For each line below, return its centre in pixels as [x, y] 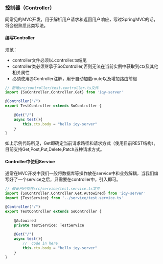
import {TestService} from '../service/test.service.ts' [64, 198]
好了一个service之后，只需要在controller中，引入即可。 [65, 179]
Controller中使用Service [30, 161]
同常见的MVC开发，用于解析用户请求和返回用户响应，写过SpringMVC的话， [81, 19]
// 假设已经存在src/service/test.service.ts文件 [53, 189]
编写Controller [20, 37]
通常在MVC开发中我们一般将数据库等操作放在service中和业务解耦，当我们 [80, 174]
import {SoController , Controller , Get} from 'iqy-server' [64, 92]
